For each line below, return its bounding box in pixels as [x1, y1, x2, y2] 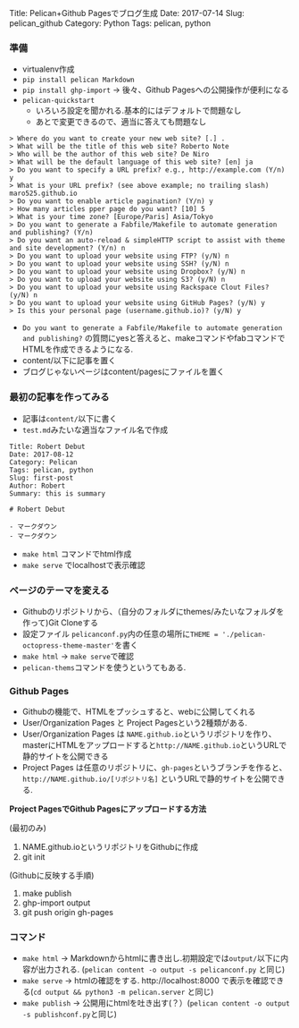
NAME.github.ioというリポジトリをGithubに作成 [21, 842, 199, 853]
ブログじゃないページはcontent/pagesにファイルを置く [21, 366, 225, 378]
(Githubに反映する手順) [9, 871, 95, 881]
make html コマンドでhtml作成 [21, 548, 132, 559]
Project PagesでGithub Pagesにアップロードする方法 [9, 803, 207, 814]
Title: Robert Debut [9, 442, 87, 451]
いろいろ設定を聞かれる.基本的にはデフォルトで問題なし [35, 106, 242, 116]
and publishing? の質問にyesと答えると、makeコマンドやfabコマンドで [21, 333, 286, 344]
